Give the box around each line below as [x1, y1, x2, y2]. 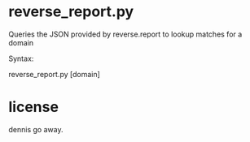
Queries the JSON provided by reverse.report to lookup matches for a [8, 29, 243, 39]
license [8, 98, 59, 116]
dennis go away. [8, 124, 64, 134]
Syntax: [8, 54, 34, 63]
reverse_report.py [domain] [8, 69, 100, 79]
